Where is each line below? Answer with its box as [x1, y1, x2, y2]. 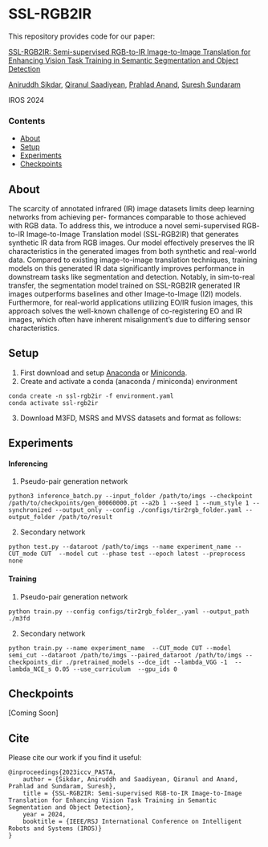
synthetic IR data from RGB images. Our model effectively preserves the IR [8, 238, 255, 248]
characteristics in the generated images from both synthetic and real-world [8, 247, 257, 256]
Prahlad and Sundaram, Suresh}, [8, 783, 116, 791]
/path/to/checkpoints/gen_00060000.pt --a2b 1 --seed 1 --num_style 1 [8, 499, 250, 507]
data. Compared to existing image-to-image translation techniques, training [8, 255, 258, 265]
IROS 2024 [8, 95, 45, 104]
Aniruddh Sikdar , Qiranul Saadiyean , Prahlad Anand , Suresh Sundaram [8, 80, 241, 89]
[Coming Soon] [8, 708, 59, 718]
